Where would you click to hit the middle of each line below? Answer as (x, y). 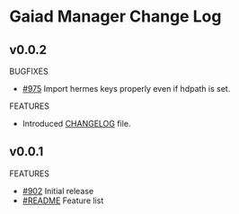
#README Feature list (63, 201)
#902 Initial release (58, 191)
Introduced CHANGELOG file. (76, 124)
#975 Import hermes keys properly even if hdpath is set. (126, 89)
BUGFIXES (29, 71)
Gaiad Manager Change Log (115, 17)
